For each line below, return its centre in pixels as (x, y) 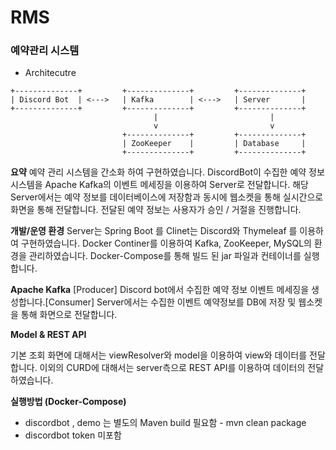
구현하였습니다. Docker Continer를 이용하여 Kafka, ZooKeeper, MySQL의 (166, 243)
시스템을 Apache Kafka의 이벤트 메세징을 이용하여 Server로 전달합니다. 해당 (159, 185)
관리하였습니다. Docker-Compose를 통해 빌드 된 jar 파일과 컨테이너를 (165, 256)
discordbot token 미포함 (73, 435)
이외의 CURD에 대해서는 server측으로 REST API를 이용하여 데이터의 (172, 368)
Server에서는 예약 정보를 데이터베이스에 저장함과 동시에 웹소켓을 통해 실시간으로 (167, 197)
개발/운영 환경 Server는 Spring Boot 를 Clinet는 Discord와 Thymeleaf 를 (154, 231)
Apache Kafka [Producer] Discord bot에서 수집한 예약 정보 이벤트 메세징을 (160, 290)
